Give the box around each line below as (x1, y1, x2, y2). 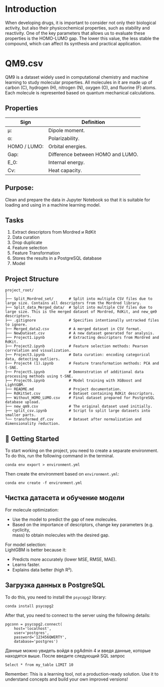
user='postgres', (14, 630, 50, 635)
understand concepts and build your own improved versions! (5, 676, 129, 682)
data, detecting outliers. (5, 357, 60, 362)
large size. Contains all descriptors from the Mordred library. (5, 301, 141, 306)
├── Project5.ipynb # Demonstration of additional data (5, 370, 144, 375)
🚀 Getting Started (5, 434, 59, 443)
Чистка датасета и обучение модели (5, 494, 125, 502)
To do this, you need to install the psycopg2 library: (5, 594, 107, 600)
